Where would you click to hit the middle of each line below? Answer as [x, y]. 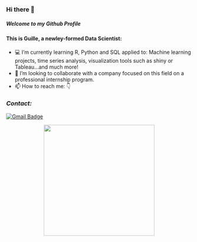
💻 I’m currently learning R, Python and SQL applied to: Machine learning [103, 52]
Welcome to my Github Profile [44, 24]
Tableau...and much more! [46, 67]
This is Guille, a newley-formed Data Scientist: [64, 38]
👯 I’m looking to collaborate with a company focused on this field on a [99, 73]
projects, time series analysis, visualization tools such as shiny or [94, 60]
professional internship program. [54, 79]
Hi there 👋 [21, 9]
